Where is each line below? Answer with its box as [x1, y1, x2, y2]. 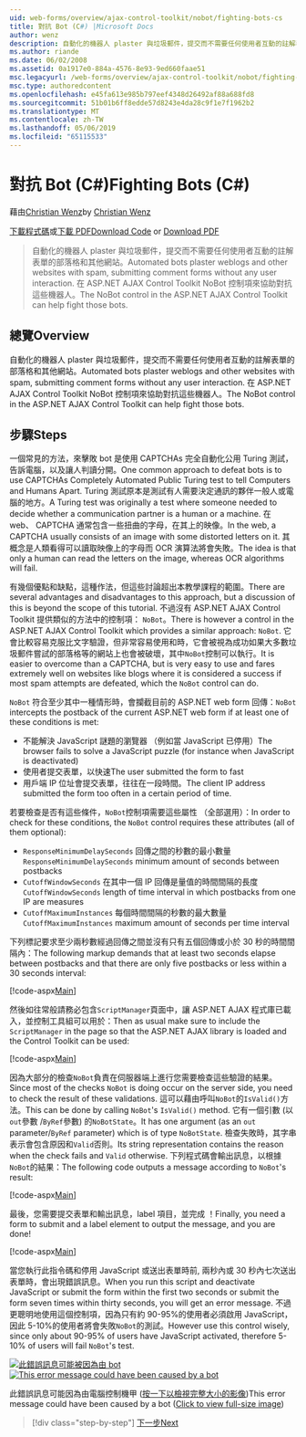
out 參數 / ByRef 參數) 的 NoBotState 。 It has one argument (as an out [9, 1116, 257, 1128]
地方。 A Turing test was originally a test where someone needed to [25, 497, 278, 508]
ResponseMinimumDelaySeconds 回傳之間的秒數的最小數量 [22, 845, 232, 856]
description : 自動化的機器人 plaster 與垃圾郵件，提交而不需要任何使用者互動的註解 [9, 38, 296, 48]
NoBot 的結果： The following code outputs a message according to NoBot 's [9, 1161, 287, 1173]
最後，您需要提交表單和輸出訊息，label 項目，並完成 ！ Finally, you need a [9, 1209, 286, 1220]
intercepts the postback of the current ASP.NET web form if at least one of [9, 707, 290, 718]
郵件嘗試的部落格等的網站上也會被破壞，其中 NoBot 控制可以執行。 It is [16, 648, 275, 659]
